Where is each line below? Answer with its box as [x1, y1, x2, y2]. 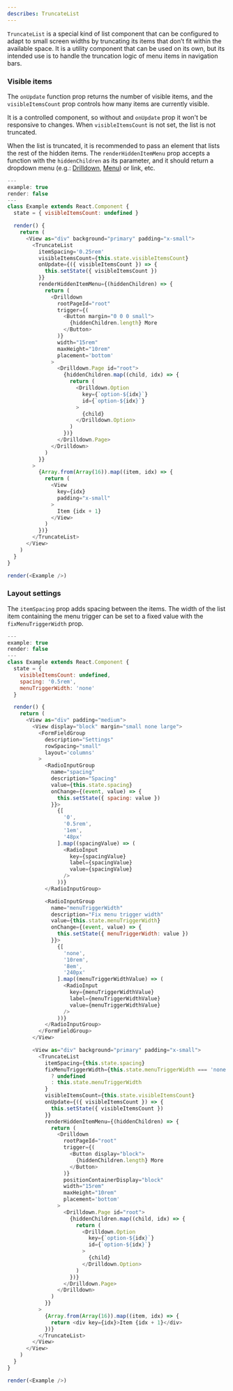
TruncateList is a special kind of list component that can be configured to [7, 29, 219, 38]
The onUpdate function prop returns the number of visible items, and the [7, 92, 213, 100]
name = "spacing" [51, 769, 96, 776]
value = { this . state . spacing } [51, 781, 133, 788]
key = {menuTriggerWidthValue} [69, 988, 155, 996]
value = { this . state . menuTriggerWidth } [51, 917, 160, 924]
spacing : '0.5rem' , [20, 678, 77, 685]
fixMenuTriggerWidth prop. [7, 619, 84, 628]
